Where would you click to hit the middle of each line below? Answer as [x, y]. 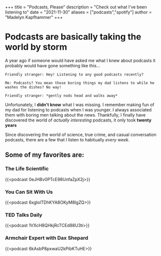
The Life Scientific [27, 169]
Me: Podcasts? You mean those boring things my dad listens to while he [80, 83]
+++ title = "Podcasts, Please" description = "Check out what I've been [76, 7]
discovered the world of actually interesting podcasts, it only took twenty [78, 120]
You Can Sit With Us [29, 192]
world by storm [36, 47]
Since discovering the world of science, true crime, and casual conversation [81, 135]
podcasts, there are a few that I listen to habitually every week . [67, 139]
